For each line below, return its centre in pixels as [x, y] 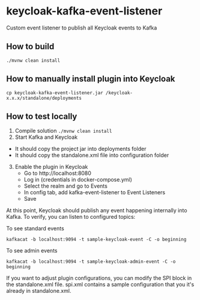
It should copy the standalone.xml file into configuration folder [92, 155]
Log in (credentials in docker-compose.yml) [78, 180]
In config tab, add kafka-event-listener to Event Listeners [95, 192]
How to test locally [42, 116]
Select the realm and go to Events [66, 186]
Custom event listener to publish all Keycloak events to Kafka [82, 28]
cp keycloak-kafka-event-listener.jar [55, 93]
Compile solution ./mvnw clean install [63, 131]
